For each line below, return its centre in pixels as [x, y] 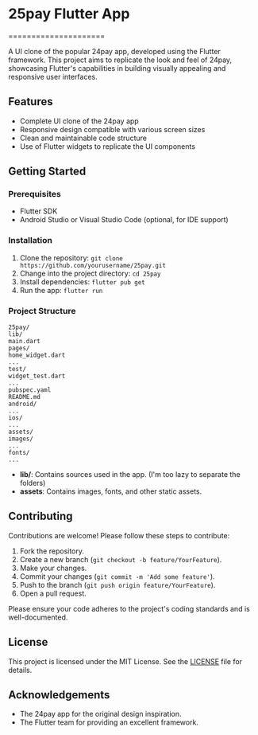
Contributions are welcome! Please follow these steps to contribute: [119, 535]
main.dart [25, 342]
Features [31, 102]
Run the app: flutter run [61, 290]
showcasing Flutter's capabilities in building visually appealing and [117, 68]
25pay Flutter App [69, 14]
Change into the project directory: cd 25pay [90, 273]
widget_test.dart [37, 376]
